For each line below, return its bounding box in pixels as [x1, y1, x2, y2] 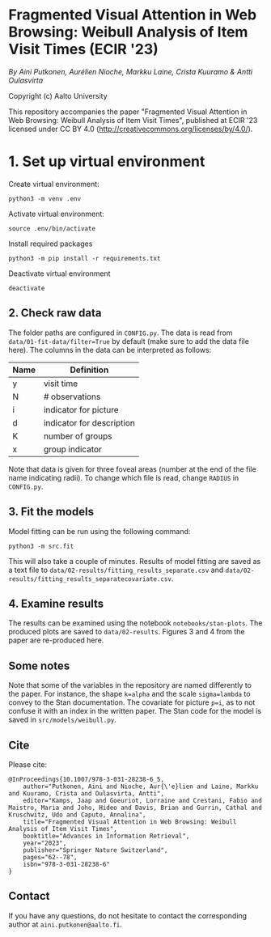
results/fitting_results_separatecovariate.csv [8, 574, 172, 583]
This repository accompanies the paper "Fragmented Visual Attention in [8, 107, 248, 117]
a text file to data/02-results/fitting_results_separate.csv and [8, 565, 224, 574]
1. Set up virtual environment [8, 152, 205, 171]
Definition [70, 364, 109, 375]
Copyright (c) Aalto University [8, 91, 108, 100]
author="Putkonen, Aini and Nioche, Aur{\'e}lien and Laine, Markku [23, 782, 259, 791]
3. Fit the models [8, 505, 95, 519]
